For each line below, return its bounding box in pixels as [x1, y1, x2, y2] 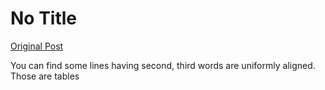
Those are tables [10, 70, 80, 82]
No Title [10, 7, 78, 30]
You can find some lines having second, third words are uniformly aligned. [10, 59, 316, 71]
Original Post [10, 40, 64, 52]
